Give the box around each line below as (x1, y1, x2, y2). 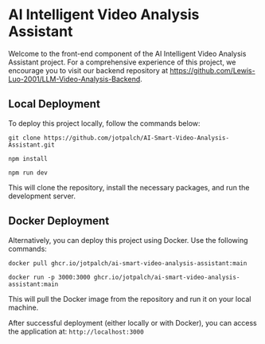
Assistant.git (8, 141, 56, 149)
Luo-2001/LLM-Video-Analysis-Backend (8, 74, 141, 84)
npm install (8, 154, 48, 162)
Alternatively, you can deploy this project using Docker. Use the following (8, 235, 248, 244)
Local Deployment (8, 97, 101, 111)
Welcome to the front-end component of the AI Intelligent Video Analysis (8, 49, 247, 58)
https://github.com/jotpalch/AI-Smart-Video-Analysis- (43, 134, 229, 142)
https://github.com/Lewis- (170, 65, 256, 75)
